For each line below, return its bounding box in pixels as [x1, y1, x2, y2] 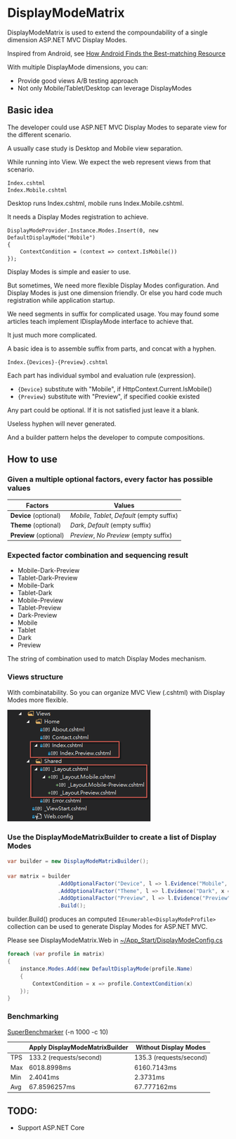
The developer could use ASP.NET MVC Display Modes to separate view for [7, 123, 227, 131]
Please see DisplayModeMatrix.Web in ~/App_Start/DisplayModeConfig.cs [7, 936, 223, 944]
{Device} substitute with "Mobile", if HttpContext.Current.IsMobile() [17, 384, 212, 393]
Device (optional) [10, 512, 61, 520]
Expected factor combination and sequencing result [7, 550, 188, 560]
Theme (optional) [10, 521, 62, 530]
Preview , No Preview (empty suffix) [70, 531, 172, 539]
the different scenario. [7, 130, 72, 138]
